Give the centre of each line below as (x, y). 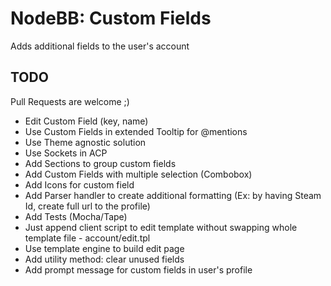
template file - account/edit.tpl (87, 238)
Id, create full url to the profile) (87, 206)
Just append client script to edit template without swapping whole (161, 227)
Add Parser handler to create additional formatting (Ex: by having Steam (173, 195)
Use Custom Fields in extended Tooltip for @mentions (136, 131)
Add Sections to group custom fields (100, 163)
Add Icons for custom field (79, 184)
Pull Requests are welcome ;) (70, 101)
